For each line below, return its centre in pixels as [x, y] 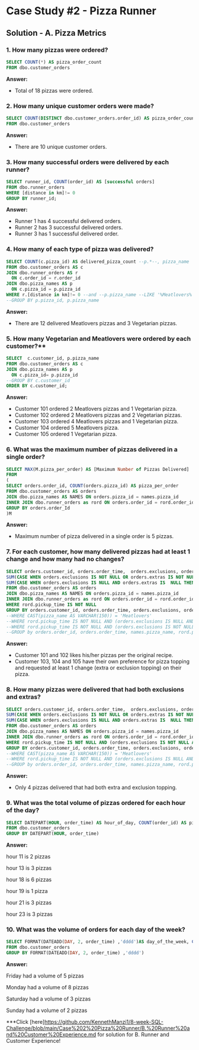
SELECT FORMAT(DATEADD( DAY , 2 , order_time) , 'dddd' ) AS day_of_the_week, [98, 942]
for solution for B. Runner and [134, 1035]
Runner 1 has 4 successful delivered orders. [68, 221]
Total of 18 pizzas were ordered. [54, 90]
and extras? [24, 697]
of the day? [23, 810]
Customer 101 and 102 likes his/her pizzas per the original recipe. [94, 655]
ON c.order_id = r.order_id [46, 278]
